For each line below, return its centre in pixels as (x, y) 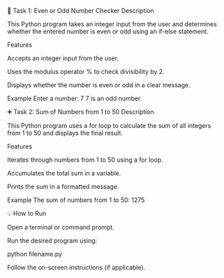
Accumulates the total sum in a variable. (64, 173)
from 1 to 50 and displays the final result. (65, 133)
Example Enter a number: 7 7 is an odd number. (75, 98)
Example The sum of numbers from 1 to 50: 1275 (76, 200)
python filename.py (35, 254)
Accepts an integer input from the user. (63, 58)
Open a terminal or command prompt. (61, 227)
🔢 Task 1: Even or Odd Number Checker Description (81, 11)
